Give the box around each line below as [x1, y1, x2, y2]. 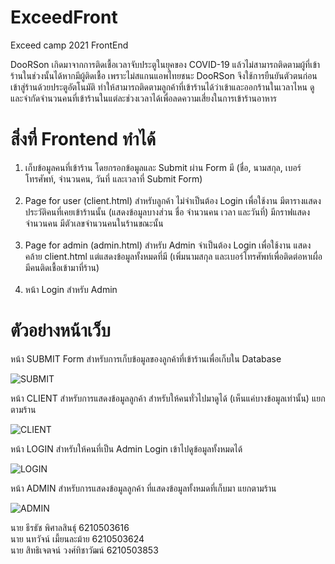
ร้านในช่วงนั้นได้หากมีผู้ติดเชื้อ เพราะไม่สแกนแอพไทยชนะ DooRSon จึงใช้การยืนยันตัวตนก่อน [10, 69, 318, 81]
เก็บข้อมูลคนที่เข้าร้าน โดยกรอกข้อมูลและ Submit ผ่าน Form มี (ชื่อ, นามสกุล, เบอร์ [24, 161, 302, 173]
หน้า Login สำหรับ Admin [24, 283, 118, 295]
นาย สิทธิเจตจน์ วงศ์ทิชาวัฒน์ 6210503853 [10, 544, 159, 556]
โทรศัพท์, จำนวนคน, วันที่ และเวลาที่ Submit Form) [24, 172, 203, 185]
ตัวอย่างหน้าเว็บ [10, 319, 111, 342]
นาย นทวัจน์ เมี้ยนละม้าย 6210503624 [10, 532, 145, 545]
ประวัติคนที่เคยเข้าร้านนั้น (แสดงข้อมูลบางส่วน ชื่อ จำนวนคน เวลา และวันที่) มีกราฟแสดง [24, 206, 311, 218]
